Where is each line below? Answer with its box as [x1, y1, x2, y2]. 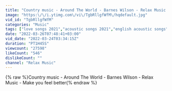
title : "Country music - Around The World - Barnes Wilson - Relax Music [5, 7, 166, 13]
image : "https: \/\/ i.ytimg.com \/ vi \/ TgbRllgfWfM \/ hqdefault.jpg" [5, 12, 147, 17]
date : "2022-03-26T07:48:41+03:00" [5, 31, 81, 37]
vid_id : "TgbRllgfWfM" [5, 17, 54, 22]
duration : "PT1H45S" [5, 41, 50, 46]
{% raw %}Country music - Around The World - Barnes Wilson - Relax [5, 74, 154, 80]
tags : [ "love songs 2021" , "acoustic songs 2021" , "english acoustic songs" [5, 27, 168, 32]
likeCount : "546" [5, 50, 42, 56]
